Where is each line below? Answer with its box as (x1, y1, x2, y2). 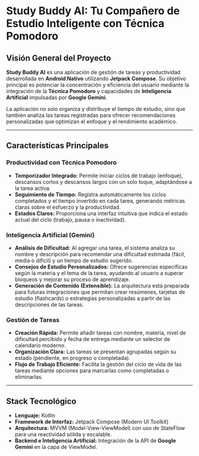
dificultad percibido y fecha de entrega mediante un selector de (14, 336, 171, 343)
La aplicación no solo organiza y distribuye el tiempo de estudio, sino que (6, 106, 185, 112)
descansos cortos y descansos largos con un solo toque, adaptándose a (14, 178, 192, 185)
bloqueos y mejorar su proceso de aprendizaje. (14, 276, 130, 283)
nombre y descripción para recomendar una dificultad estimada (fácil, (14, 250, 185, 257)
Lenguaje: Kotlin (14, 412, 56, 419)
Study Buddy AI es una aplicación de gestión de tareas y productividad (6, 69, 181, 75)
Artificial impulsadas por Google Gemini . (6, 94, 107, 101)
